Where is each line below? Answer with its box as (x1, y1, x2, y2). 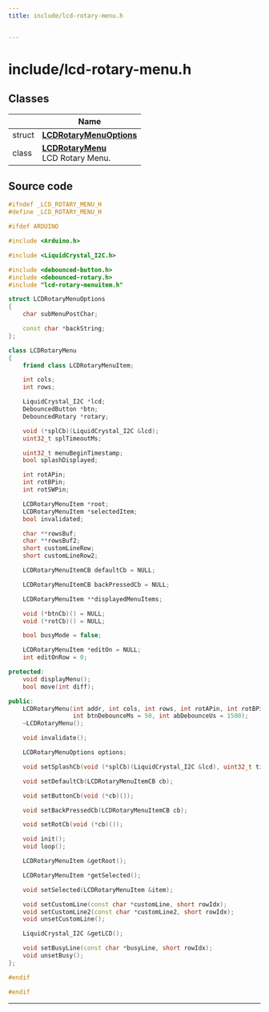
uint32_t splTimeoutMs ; (22, 434, 102, 443)
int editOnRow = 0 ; (22, 653, 88, 661)
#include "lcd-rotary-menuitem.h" (8, 281, 124, 289)
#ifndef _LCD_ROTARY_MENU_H (8, 201, 102, 209)
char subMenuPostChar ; (22, 310, 98, 319)
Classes (8, 92, 50, 106)
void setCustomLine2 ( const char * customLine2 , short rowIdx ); (22, 908, 235, 916)
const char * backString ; (22, 325, 106, 333)
